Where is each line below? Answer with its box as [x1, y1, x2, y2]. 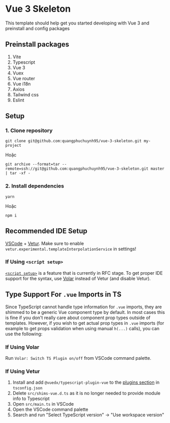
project [5, 143, 22, 148]
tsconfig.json [12, 386, 43, 391]
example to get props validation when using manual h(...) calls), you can [5, 325, 160, 331]
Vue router [12, 75, 36, 82]
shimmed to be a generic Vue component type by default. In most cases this [5, 309, 165, 315]
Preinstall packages [5, 40, 70, 49]
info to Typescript [12, 395, 50, 402]
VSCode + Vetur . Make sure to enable [5, 240, 84, 246]
